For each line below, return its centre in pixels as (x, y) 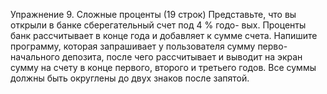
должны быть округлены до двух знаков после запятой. (130, 78)
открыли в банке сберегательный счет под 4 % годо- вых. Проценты (158, 25)
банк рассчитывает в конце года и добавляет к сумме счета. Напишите (164, 35)
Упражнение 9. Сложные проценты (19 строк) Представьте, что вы (153, 14)
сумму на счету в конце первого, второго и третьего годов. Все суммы (163, 67)
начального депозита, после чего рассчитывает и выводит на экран (156, 57)
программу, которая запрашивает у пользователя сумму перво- (149, 46)
